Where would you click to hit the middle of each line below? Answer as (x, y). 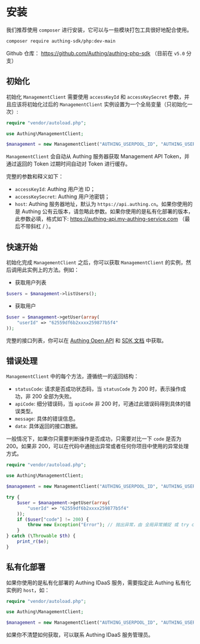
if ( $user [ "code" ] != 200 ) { (53, 519)
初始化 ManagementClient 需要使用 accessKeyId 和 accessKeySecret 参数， (95, 96)
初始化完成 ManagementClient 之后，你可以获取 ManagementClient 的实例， (96, 262)
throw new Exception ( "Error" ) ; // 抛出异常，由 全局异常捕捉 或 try (108, 525)
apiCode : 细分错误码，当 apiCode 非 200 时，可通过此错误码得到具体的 (100, 404)
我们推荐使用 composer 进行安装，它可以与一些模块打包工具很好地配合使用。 (99, 30)
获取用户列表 (30, 283)
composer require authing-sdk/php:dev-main (61, 41)
